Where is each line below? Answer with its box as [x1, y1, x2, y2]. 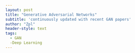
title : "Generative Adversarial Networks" [5, 12, 97, 17]
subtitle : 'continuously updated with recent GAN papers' [5, 17, 131, 22]
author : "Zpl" [5, 21, 36, 27]
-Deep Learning [10, 40, 42, 45]
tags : [5, 31, 17, 36]
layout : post [5, 7, 33, 13]
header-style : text [5, 26, 47, 31]
